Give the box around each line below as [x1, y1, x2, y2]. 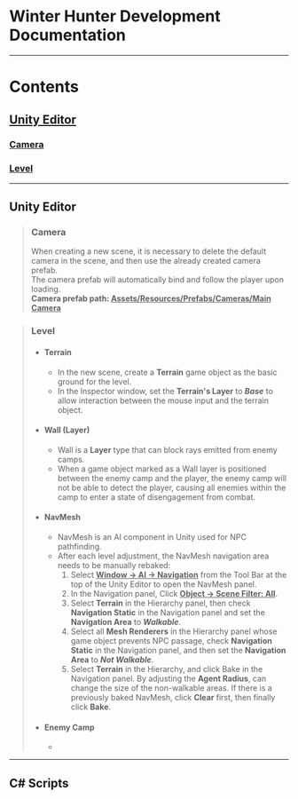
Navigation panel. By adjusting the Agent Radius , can [70, 673, 267, 684]
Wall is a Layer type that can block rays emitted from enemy [57, 444, 278, 455]
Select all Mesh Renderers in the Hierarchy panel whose [70, 626, 278, 637]
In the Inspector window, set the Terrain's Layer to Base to [57, 385, 273, 396]
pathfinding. [57, 541, 102, 551]
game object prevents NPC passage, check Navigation [70, 635, 272, 645]
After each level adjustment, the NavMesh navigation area [57, 550, 270, 561]
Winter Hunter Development [9, 6, 221, 27]
